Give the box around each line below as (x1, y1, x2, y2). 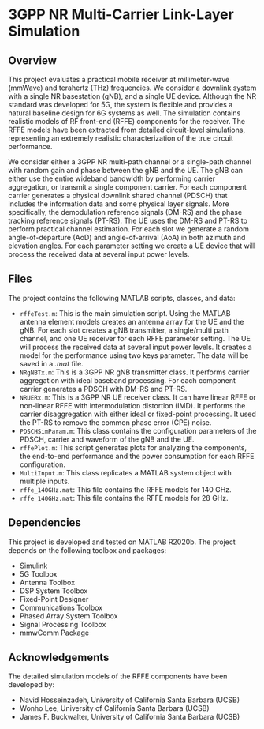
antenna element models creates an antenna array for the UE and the (19, 317, 244, 326)
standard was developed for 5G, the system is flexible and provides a (8, 100, 233, 109)
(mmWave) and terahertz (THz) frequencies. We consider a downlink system (8, 83, 257, 92)
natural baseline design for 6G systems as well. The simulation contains (8, 108, 241, 118)
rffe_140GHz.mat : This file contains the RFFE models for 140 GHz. (19, 484, 232, 494)
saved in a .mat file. (19, 359, 84, 368)
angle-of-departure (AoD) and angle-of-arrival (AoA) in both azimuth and (8, 233, 246, 242)
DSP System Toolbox (19, 586, 88, 596)
